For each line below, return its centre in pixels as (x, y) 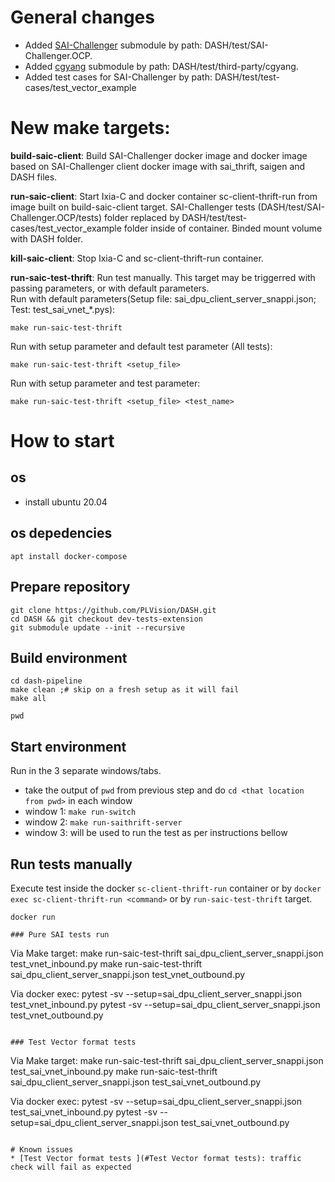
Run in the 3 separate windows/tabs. (86, 771)
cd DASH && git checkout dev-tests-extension (106, 619)
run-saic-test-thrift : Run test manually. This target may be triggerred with (163, 277)
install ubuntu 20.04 (66, 502)
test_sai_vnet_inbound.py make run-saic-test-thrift (114, 1071)
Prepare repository (70, 587)
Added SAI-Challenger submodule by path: (113, 45)
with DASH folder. (46, 238)
